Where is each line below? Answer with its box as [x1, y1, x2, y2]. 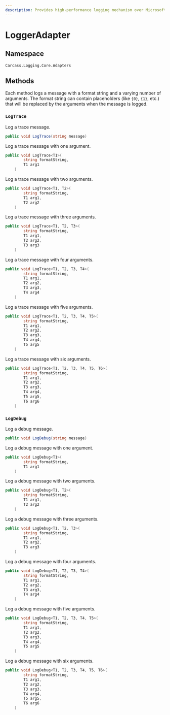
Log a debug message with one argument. [5, 445, 94, 451]
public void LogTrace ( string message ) [5, 134, 87, 139]
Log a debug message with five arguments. [5, 606, 96, 612]
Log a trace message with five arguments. [5, 304, 93, 310]
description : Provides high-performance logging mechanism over [5, 7, 144, 13]
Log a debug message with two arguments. [5, 478, 96, 484]
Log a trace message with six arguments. [5, 356, 91, 362]
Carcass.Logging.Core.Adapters [5, 63, 71, 68]
